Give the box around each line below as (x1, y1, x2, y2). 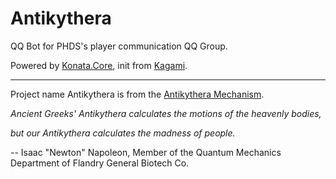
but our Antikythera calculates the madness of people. (10, 127, 236, 139)
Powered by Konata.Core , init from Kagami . (10, 59, 188, 71)
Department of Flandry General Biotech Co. (10, 157, 190, 169)
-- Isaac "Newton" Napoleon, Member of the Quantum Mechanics (10, 146, 282, 158)
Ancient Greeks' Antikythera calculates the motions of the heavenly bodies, (10, 107, 322, 119)
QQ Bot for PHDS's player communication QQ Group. (10, 40, 228, 52)
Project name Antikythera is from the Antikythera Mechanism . (10, 88, 265, 100)
